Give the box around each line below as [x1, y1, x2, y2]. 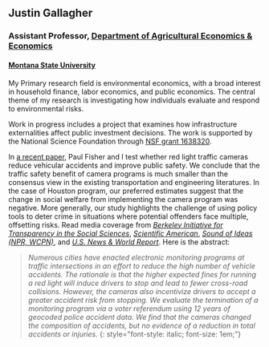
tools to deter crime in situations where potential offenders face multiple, [8, 212, 249, 221]
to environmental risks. [8, 103, 84, 113]
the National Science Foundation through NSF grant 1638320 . [8, 136, 212, 146]
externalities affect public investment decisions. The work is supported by [8, 127, 253, 137]
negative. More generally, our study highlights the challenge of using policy [8, 203, 258, 212]
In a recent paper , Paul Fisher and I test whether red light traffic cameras [8, 151, 249, 161]
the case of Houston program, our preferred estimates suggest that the [8, 186, 243, 196]
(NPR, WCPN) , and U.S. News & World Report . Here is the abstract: [8, 236, 230, 247]
